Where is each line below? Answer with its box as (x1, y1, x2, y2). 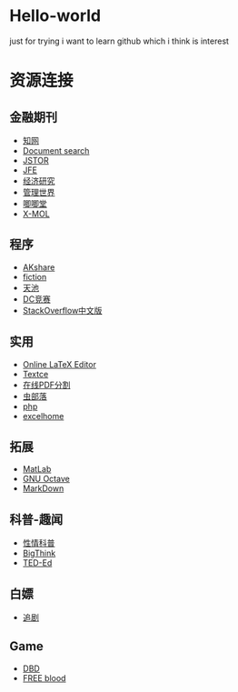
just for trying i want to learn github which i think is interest (9, 35, 230, 46)
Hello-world (9, 5, 102, 26)
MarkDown (22, 483, 64, 494)
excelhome (22, 410, 64, 421)
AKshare (22, 261, 55, 273)
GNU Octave (22, 474, 70, 485)
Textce (22, 368, 49, 379)
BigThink (22, 547, 56, 559)
